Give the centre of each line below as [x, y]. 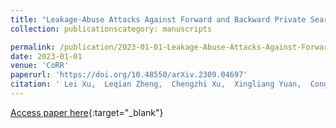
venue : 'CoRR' [40, 66]
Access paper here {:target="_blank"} [87, 112]
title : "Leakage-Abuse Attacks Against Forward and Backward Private [158, 19]
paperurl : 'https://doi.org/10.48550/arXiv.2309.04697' [129, 75]
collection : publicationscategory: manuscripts [111, 29]
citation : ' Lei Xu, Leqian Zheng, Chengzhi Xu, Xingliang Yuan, [156, 84]
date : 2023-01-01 [46, 56]
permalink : [33, 47]
